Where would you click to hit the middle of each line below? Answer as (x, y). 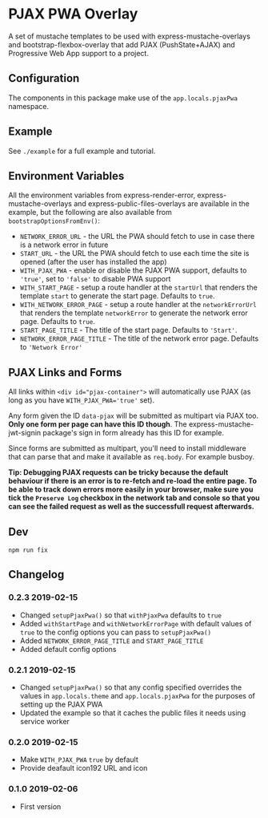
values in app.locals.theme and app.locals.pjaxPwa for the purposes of (138, 695)
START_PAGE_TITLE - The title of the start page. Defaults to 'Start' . (128, 330)
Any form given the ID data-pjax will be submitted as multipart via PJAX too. (133, 416)
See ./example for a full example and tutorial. (82, 151)
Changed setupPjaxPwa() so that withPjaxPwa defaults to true (121, 615)
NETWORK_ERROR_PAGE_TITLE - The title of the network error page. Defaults (139, 338)
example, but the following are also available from (90, 213)
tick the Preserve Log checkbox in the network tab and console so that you (134, 498)
